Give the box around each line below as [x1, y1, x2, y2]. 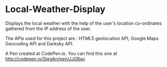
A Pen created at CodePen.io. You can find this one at [5, 50, 117, 56]
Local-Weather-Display [5, 4, 106, 15]
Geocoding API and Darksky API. [5, 40, 74, 46]
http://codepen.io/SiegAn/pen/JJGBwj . [5, 55, 86, 61]
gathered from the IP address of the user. [5, 25, 92, 31]
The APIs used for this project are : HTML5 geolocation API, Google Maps [5, 35, 159, 41]
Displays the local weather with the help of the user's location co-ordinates [5, 20, 162, 26]
